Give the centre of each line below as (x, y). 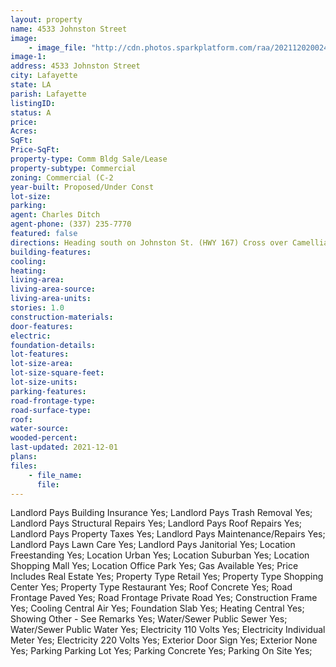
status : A (31, 112)
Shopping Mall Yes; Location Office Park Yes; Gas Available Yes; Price (154, 566)
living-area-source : (53, 289)
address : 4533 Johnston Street (75, 66)
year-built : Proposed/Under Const (82, 187)
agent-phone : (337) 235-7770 (71, 224)
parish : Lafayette (48, 94)
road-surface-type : (51, 410)
